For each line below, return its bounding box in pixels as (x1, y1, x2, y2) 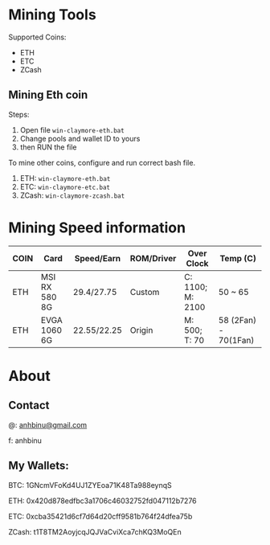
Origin (129, 324, 153, 335)
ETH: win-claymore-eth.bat (19, 173, 111, 182)
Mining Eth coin (8, 88, 88, 102)
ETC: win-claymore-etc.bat (19, 182, 111, 191)
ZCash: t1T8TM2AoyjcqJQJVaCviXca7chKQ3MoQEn (8, 527, 182, 536)
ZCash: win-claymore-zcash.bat (19, 191, 125, 200)
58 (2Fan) (218, 314, 257, 326)
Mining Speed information (8, 219, 186, 236)
